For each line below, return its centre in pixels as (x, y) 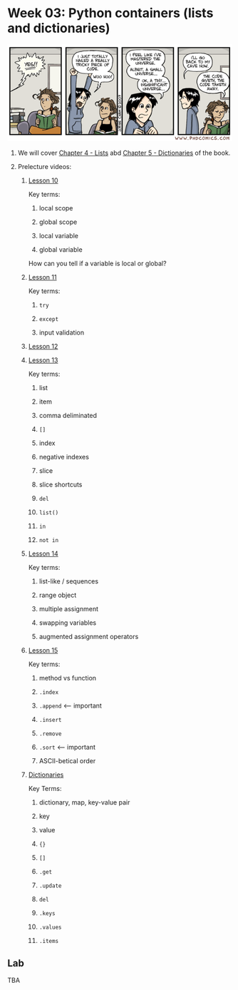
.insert (50, 720)
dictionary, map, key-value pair (84, 802)
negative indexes (64, 457)
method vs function (68, 678)
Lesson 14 (43, 553)
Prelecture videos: (45, 167)
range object (58, 595)
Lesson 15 (43, 650)
